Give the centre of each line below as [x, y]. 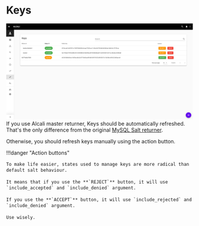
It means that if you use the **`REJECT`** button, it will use [87, 182]
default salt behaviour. [37, 170]
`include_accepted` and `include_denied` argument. [71, 188]
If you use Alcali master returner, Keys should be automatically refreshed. [96, 123]
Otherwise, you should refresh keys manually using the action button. [91, 141]
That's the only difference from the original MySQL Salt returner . [85, 130]
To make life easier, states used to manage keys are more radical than [98, 164]
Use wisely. [21, 217]
